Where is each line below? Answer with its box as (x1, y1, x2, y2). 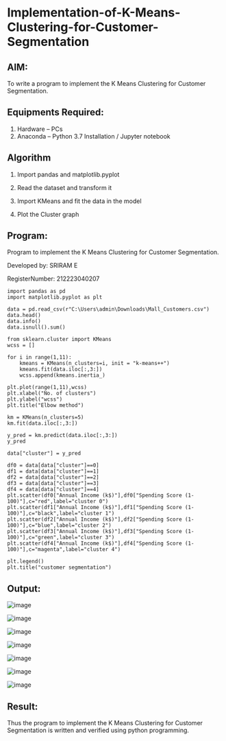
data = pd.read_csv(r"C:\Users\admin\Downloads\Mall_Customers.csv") (7, 306, 210, 313)
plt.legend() (7, 558, 45, 565)
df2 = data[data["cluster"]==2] (7, 474, 99, 481)
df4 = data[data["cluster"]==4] (7, 486, 99, 493)
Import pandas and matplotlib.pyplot (16, 170, 120, 178)
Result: (7, 701, 38, 712)
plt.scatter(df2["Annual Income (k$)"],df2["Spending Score (7, 516, 183, 523)
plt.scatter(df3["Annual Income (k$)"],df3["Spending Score (7, 528, 183, 535)
